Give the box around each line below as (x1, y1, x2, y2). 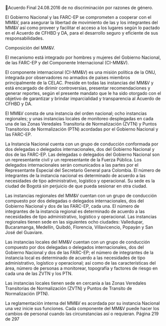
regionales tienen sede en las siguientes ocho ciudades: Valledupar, (5, 219, 144, 225)
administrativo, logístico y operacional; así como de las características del (5, 260, 156, 266)
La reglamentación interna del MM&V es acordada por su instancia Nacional (5, 300, 160, 306)
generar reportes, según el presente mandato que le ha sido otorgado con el (5, 91, 161, 96)
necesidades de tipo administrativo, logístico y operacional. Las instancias (5, 214, 157, 220)
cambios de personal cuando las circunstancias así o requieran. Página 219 (5, 311, 159, 317)
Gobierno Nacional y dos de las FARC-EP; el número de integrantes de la (5, 250, 154, 255)
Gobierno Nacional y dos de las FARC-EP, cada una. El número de (5, 203, 140, 209)
